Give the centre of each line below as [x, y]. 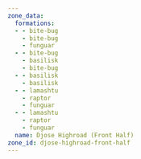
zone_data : [26, 16]
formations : [35, 23]
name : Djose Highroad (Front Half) [75, 135]
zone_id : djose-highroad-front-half [69, 143]
